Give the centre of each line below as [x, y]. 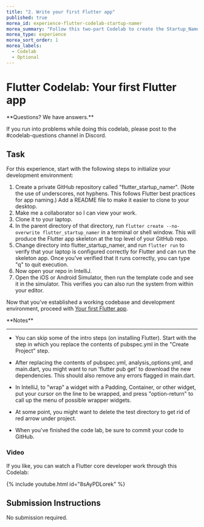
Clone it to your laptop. [44, 219]
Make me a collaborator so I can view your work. [76, 213]
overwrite [28, 233]
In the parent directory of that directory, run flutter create [89, 226]
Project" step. [32, 351]
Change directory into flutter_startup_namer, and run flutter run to [100, 245]
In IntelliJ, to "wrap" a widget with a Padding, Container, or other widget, [105, 387]
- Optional [25, 57]
